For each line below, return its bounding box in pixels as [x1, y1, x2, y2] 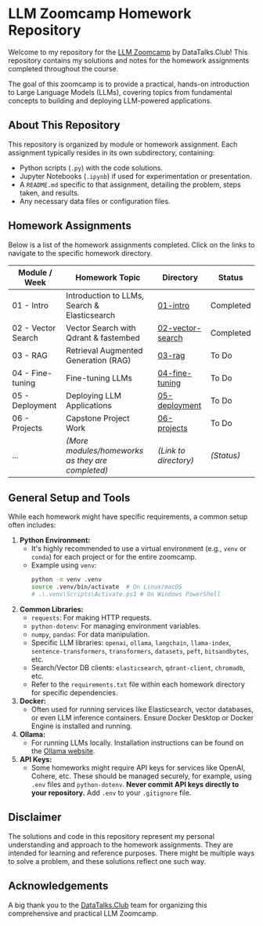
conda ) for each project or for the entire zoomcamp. [31, 552, 197, 562]
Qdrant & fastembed [66, 332, 141, 343]
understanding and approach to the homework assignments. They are [8, 840, 233, 849]
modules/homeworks [66, 445, 144, 456]
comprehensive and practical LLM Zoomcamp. [8, 908, 159, 918]
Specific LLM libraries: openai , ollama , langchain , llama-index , [31, 638, 232, 647]
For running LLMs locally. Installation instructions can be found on [31, 738, 244, 747]
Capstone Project [66, 413, 130, 424]
